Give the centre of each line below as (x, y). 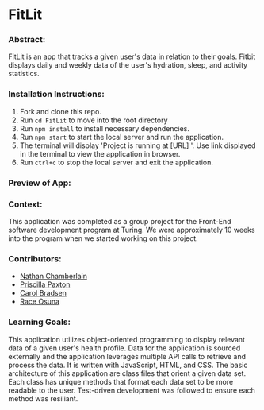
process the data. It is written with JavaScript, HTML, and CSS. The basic (128, 365)
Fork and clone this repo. (60, 111)
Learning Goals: (40, 322)
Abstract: (27, 40)
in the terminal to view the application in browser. (100, 153)
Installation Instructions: (57, 95)
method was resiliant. (43, 398)
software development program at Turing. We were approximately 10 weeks (132, 230)
